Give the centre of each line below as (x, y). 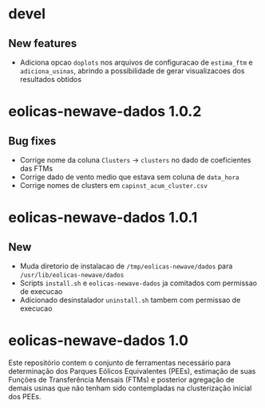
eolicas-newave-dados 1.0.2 (105, 112)
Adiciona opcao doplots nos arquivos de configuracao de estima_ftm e (136, 62)
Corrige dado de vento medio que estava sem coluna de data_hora (129, 177)
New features (43, 43)
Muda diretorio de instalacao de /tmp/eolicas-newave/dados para (126, 266)
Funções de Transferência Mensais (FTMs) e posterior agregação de (121, 379)
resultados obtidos (51, 79)
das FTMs (36, 169)
